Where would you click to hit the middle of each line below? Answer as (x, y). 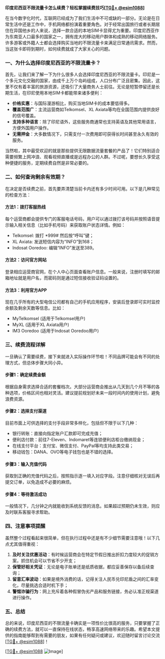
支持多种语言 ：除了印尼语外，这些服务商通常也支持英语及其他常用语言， (85, 122)
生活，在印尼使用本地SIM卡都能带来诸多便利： (56, 93)
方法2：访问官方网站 (26, 260)
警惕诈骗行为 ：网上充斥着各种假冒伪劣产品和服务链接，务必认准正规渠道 (85, 591)
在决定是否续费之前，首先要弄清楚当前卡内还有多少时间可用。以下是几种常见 (82, 188)
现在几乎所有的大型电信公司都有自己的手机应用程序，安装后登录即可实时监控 (82, 302)
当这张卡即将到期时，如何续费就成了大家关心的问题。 (59, 49)
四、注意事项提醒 (25, 526)
